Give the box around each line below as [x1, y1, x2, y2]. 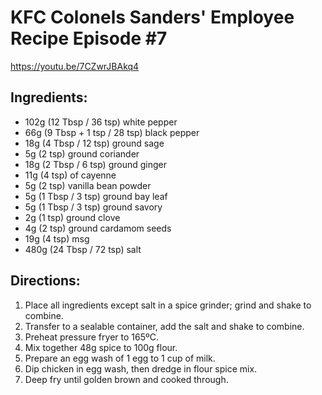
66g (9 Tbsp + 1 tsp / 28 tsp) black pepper [24, 126, 200, 138]
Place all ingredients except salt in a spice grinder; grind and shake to [24, 299, 312, 311]
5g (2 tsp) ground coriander [24, 147, 140, 160]
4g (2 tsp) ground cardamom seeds [24, 222, 172, 234]
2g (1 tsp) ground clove [24, 211, 121, 223]
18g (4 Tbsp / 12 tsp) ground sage [24, 137, 165, 149]
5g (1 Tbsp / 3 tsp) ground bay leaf [24, 190, 168, 202]
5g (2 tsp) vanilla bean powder [24, 179, 152, 191]
